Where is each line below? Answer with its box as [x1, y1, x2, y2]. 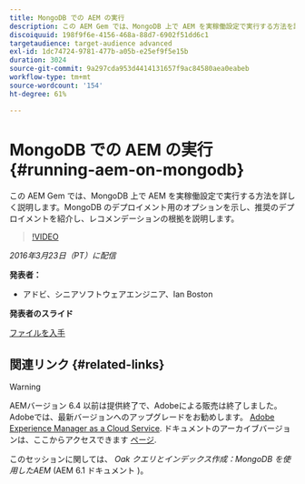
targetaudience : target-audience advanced [9, 38, 172, 48]
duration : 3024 [9, 55, 67, 65]
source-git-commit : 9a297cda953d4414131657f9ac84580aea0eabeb [9, 65, 250, 74]
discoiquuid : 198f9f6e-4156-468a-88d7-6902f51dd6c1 [9, 30, 209, 39]
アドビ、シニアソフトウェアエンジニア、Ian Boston [22, 288, 213, 300]
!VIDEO [31, 231, 59, 242]
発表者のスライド [9, 308, 74, 319]
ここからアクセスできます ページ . [33, 434, 157, 446]
